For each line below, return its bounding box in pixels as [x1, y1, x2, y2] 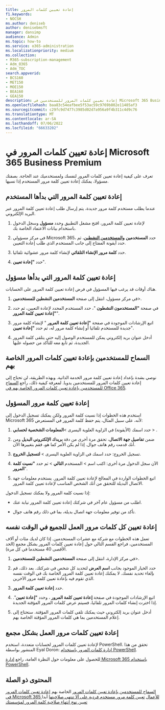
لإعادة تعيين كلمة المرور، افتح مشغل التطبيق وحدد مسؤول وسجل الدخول [12, 220, 145, 226]
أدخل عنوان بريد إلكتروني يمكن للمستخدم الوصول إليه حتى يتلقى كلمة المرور [12, 334, 152, 340]
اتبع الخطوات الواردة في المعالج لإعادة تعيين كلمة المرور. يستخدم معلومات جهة [12, 475, 156, 481]
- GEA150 [5, 93, 24, 98]
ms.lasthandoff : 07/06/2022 [5, 121, 63, 126]
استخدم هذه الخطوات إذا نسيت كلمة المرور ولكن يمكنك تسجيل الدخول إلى [5, 412, 141, 418]
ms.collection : [5, 52, 37, 58]
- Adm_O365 [5, 62, 28, 67]
